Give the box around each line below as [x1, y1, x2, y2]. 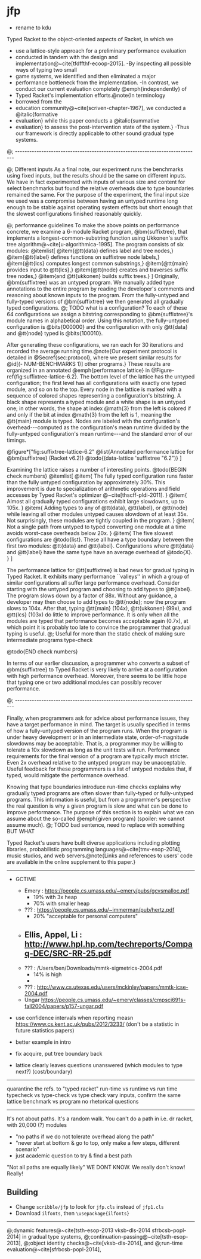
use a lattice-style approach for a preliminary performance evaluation [15, 47, 187, 54]
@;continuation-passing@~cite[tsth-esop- [84, 1233, 188, 1240]
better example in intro [15, 1038, 71, 1046]
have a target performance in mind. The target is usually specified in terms [7, 720, 190, 728]
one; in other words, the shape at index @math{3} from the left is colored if [7, 405, 191, 412]
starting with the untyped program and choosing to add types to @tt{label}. [7, 585, 192, 592]
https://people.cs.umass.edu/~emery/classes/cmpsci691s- [41, 996, 186, 1003]
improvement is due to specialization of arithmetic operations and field [7, 485, 181, 492]
